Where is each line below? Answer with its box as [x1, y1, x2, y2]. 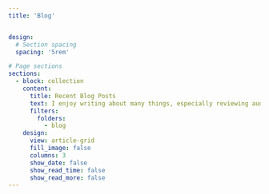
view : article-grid [29, 137, 94, 145]
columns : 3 [29, 151, 66, 160]
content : [22, 85, 52, 93]
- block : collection [15, 77, 84, 85]
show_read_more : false [29, 173, 106, 182]
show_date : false [29, 159, 88, 167]
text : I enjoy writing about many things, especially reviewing [29, 99, 249, 108]
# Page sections [8, 62, 62, 70]
